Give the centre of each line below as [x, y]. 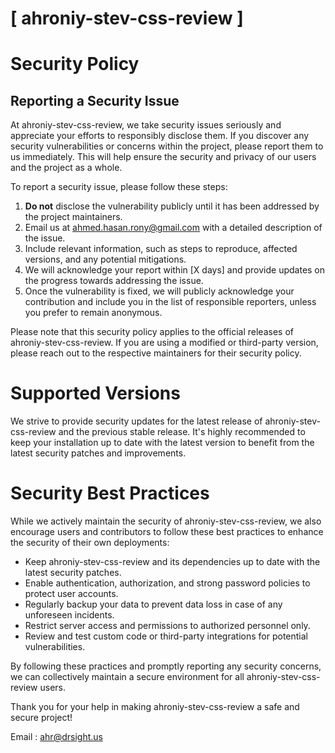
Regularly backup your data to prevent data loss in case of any [153, 604]
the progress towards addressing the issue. [114, 281]
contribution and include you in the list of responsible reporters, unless [170, 302]
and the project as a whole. [66, 168]
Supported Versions [95, 393]
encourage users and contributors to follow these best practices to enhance [167, 532]
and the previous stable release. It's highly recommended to [182, 432]
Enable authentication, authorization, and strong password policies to [167, 583]
